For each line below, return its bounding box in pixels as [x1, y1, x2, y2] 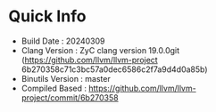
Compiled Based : [21, 83, 87, 93]
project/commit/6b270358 [21, 92, 119, 103]
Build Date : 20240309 [21, 36, 105, 46]
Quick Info [8, 6, 87, 27]
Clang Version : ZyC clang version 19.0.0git [21, 44, 180, 55]
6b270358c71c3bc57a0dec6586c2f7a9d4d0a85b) [21, 64, 208, 75]
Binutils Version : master [21, 73, 111, 84]
